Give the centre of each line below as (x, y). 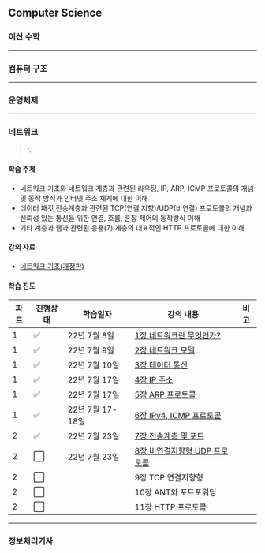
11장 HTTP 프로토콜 (171, 507)
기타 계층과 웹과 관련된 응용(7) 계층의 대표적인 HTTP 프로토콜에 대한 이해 (132, 227)
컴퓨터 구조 (28, 69)
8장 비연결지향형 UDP (173, 451)
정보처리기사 (31, 541)
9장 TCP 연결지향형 (169, 478)
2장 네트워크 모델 (165, 350)
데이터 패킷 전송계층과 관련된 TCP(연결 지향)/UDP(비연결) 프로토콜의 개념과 (136, 207)
